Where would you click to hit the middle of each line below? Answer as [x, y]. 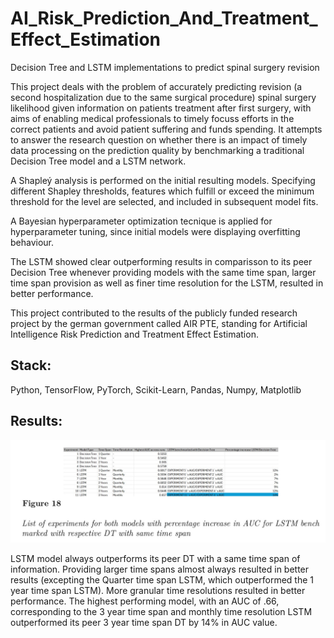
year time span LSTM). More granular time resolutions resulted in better [158, 590]
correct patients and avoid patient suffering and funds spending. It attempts [166, 129]
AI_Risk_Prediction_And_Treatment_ [164, 18]
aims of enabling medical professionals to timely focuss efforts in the [152, 118]
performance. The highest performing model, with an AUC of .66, [145, 601]
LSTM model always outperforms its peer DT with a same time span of [155, 558]
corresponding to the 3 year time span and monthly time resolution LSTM [161, 611]
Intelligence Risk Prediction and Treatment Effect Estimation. [134, 334]
